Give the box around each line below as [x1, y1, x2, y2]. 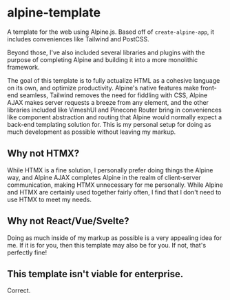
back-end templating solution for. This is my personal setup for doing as [7, 120, 211, 128]
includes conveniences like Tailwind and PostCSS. [7, 34, 149, 43]
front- [200, 83, 217, 92]
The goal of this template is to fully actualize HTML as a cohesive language [7, 76, 220, 84]
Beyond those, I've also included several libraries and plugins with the [7, 48, 205, 57]
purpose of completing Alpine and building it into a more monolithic [7, 55, 198, 63]
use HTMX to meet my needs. [7, 195, 92, 203]
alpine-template [7, 5, 101, 21]
